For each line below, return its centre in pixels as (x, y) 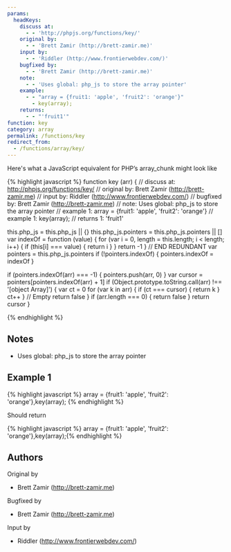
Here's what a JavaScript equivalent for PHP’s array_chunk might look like (112, 168)
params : (18, 13)
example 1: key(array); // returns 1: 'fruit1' (65, 218)
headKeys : (27, 20)
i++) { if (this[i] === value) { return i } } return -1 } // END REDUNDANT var (112, 247)
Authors (25, 458)
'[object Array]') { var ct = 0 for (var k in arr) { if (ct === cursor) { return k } (113, 289)
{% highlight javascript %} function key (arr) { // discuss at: (91, 182)
